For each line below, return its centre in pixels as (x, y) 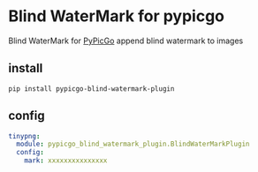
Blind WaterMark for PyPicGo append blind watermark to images (126, 41)
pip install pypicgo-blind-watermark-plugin (91, 89)
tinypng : (24, 136)
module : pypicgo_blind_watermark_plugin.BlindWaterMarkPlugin (133, 144)
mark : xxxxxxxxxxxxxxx (66, 161)
